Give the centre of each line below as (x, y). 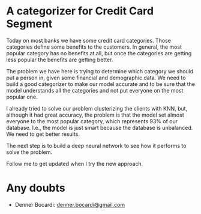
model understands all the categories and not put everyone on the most (95, 90)
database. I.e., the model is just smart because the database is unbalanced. (100, 127)
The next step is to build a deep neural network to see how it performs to (96, 145)
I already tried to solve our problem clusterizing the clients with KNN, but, (97, 108)
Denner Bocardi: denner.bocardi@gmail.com (70, 204)
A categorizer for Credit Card (80, 11)
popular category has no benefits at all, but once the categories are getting (99, 53)
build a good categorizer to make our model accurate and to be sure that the (101, 84)
